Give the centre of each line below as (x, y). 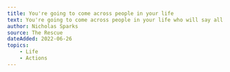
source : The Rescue (35, 33)
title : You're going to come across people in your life (91, 13)
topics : (18, 45)
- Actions (34, 58)
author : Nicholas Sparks (43, 26)
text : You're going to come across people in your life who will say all (115, 20)
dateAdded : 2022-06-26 (40, 39)
